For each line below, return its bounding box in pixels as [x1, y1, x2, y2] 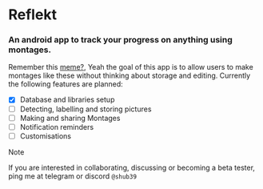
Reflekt [8, 6, 58, 24]
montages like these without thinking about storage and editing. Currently [8, 70, 251, 81]
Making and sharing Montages [19, 113, 121, 123]
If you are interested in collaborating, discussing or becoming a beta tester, [8, 163, 256, 172]
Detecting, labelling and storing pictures [19, 104, 152, 114]
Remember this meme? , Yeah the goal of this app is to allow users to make [8, 62, 253, 72]
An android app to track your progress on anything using [8, 34, 233, 46]
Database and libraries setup [19, 94, 115, 105]
